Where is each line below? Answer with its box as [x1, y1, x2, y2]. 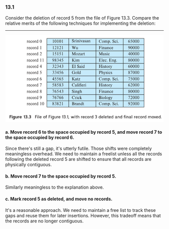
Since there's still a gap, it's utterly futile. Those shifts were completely [5, 145, 152, 152]
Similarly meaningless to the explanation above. [5, 184, 104, 190]
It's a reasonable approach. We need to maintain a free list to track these [5, 207, 156, 213]
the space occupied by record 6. [5, 134, 74, 140]
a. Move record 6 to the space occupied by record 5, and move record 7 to [5, 129, 162, 135]
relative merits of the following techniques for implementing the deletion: [5, 20, 156, 26]
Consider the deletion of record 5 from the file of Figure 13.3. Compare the [5, 15, 159, 21]
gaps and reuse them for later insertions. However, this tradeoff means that [5, 212, 161, 218]
